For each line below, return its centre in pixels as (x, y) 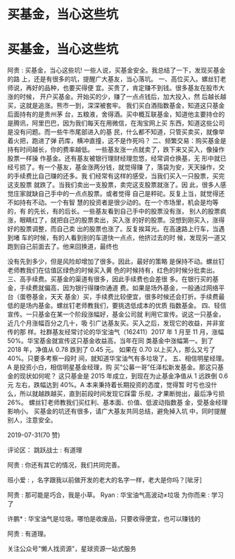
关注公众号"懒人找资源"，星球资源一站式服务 (72, 549)
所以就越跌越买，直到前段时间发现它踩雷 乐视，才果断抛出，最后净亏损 (122, 394)
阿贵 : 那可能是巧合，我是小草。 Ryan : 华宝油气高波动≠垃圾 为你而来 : (108, 495)
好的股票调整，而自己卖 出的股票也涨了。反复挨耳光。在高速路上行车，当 (113, 229)
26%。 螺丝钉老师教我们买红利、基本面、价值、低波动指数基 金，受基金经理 (118, 403)
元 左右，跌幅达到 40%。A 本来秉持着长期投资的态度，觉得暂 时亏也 (106, 385)
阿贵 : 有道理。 (28, 534)
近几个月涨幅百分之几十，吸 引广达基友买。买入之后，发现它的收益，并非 (113, 323)
